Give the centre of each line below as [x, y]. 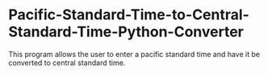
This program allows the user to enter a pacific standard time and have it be [134, 54]
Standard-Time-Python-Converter [126, 32]
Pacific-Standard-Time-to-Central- [129, 15]
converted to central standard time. [67, 63]
